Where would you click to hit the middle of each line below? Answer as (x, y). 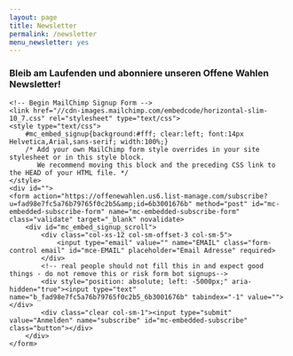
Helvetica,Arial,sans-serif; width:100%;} (89, 142)
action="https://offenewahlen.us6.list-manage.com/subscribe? (150, 196)
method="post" (222, 204)
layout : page (33, 17)
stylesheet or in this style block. (77, 157)
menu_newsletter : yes (49, 42)
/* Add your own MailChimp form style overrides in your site (143, 149)
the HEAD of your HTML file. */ (69, 173)
